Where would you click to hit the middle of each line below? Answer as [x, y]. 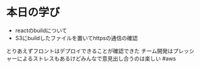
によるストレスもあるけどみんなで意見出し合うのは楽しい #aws [96, 58]
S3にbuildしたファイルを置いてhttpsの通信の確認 [77, 38]
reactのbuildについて [41, 30]
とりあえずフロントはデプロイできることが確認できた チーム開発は [90, 51]
